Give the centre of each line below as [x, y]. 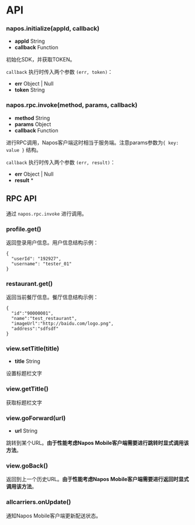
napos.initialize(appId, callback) [53, 29]
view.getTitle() [27, 389]
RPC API [21, 199]
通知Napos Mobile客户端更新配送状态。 [54, 516]
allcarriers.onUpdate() [39, 502]
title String [28, 362]
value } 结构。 [24, 149]
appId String [30, 41]
